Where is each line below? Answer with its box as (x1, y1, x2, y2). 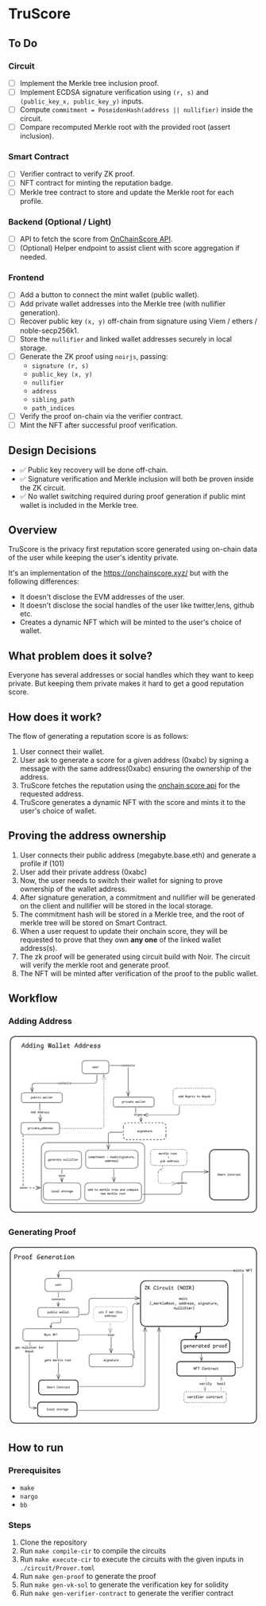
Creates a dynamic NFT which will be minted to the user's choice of (19, 618, 242, 627)
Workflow (8, 992, 58, 1006)
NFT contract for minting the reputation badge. (19, 178, 173, 188)
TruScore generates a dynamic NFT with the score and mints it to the (19, 798, 246, 807)
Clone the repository (19, 1538, 87, 1547)
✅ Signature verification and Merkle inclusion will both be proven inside (19, 474, 254, 483)
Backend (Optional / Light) (8, 216, 112, 227)
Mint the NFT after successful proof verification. (19, 420, 178, 430)
